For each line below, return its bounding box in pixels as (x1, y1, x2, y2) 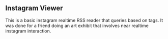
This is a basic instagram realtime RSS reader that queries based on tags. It (5, 17, 163, 23)
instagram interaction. (5, 27, 51, 34)
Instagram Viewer (5, 4, 63, 12)
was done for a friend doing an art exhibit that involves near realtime (5, 22, 149, 28)
